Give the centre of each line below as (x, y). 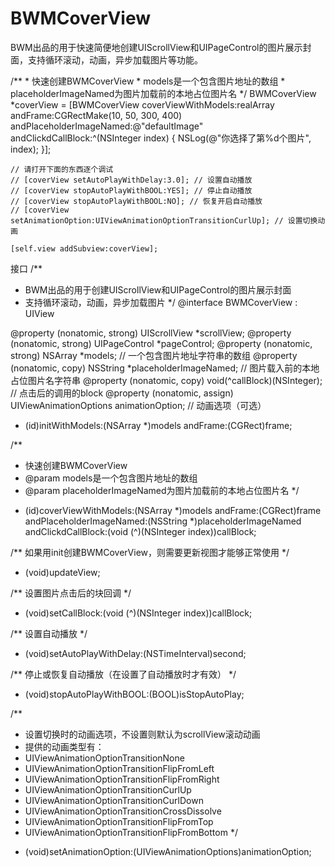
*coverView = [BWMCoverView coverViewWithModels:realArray (142, 104)
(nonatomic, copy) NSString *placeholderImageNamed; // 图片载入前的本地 (165, 368)
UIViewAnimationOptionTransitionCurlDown (114, 800)
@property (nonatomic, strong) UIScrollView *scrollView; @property (151, 333)
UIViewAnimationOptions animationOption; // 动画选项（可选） (138, 405)
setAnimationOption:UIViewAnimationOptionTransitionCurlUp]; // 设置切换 (164, 220)
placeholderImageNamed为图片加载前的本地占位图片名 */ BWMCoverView (163, 93)
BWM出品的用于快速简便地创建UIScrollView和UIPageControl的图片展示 (156, 47)
